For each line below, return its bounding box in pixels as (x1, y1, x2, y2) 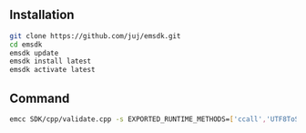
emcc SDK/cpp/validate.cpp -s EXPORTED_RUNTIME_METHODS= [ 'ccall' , (9, 115, 267, 124)
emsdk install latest (9, 56, 92, 66)
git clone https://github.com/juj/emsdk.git (9, 31, 181, 40)
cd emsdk (9, 40, 43, 49)
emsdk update (9, 48, 59, 57)
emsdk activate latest (9, 66, 96, 75)
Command (9, 90, 70, 106)
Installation (9, 7, 75, 23)
